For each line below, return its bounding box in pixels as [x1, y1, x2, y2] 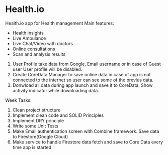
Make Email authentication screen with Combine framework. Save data [12, 128, 159, 134]
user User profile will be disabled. [12, 66, 82, 72]
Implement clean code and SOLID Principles [12, 112, 104, 118]
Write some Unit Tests [12, 123, 59, 129]
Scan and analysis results [12, 51, 66, 57]
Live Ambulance [12, 35, 46, 41]
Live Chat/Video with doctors [12, 40, 73, 46]
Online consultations [12, 46, 55, 52]
